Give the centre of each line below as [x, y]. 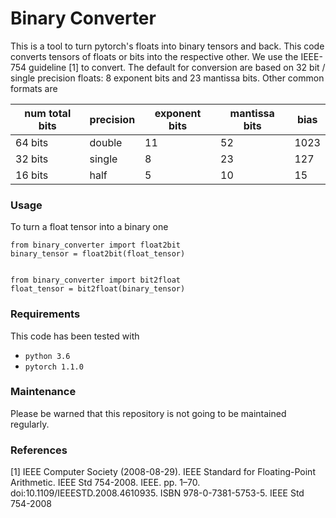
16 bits [32, 175]
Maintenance [43, 392]
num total [48, 113]
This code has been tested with [75, 336]
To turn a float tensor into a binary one [89, 227]
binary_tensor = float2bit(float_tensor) [98, 254]
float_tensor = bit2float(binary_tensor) [98, 289]
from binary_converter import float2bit [96, 245]
